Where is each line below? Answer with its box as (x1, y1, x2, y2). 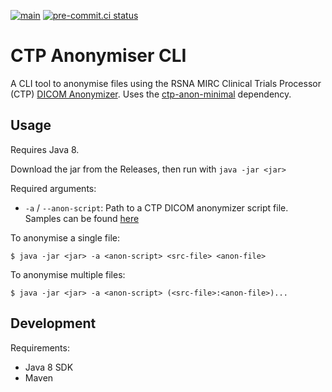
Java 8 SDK (24, 361, 74, 373)
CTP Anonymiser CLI (10, 45, 187, 67)
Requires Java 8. (10, 143, 80, 155)
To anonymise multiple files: (10, 268, 126, 280)
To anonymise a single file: (10, 231, 120, 244)
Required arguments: (10, 182, 97, 194)
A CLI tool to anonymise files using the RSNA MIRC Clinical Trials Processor (10, 77, 322, 89)
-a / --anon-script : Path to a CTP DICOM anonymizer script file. (24, 201, 289, 214)
